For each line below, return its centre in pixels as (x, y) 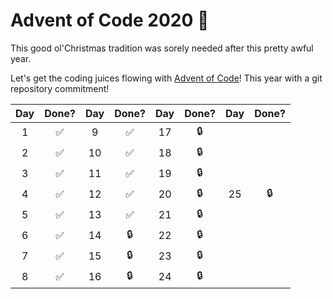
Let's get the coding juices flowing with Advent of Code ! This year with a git (166, 78)
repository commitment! (60, 88)
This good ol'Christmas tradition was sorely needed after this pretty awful (162, 48)
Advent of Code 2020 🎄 (110, 20)
